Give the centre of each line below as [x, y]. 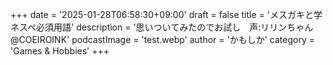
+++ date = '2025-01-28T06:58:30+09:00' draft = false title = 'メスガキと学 [166, 14]
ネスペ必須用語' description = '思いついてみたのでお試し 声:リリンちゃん [162, 27]
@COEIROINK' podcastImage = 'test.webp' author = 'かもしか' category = [162, 39]
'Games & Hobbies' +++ [60, 51]
